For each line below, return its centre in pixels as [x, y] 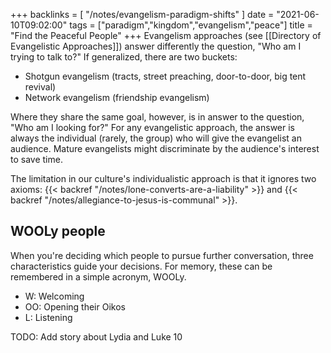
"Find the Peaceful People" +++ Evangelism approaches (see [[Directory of [166, 35]
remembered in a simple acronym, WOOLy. [98, 276]
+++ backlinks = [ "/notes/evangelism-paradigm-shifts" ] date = [142, 14]
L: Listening [48, 317]
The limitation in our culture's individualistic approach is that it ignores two [163, 178]
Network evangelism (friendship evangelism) [117, 97]
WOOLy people [58, 231]
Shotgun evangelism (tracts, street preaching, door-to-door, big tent [165, 76]
